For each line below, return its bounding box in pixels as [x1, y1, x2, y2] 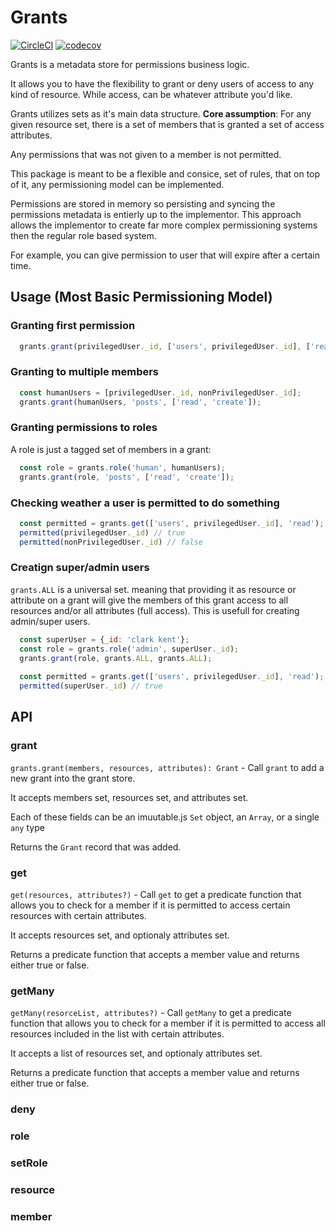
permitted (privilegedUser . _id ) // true [19, 527, 186, 538]
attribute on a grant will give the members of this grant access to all [10, 594, 289, 606]
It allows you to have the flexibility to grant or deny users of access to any [10, 77, 315, 90]
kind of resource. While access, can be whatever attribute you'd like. [10, 88, 293, 100]
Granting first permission [10, 319, 136, 333]
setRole [10, 1156, 48, 1170]
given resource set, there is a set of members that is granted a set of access [10, 118, 325, 130]
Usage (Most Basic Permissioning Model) [10, 289, 273, 306]
